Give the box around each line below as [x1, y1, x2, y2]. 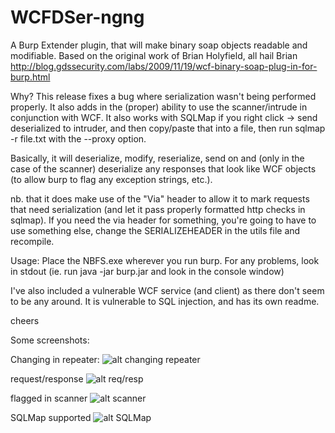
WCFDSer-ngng [10, 6, 145, 29]
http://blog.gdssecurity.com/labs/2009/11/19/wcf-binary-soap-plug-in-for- [10, 60, 318, 72]
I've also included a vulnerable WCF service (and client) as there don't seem [10, 284, 325, 296]
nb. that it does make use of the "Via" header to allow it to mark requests [10, 192, 310, 205]
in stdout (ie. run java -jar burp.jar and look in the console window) [10, 265, 285, 277]
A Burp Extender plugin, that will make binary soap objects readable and [10, 39, 308, 51]
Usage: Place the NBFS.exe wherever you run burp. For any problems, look [10, 254, 320, 266]
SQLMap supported [10, 411, 92, 423]
